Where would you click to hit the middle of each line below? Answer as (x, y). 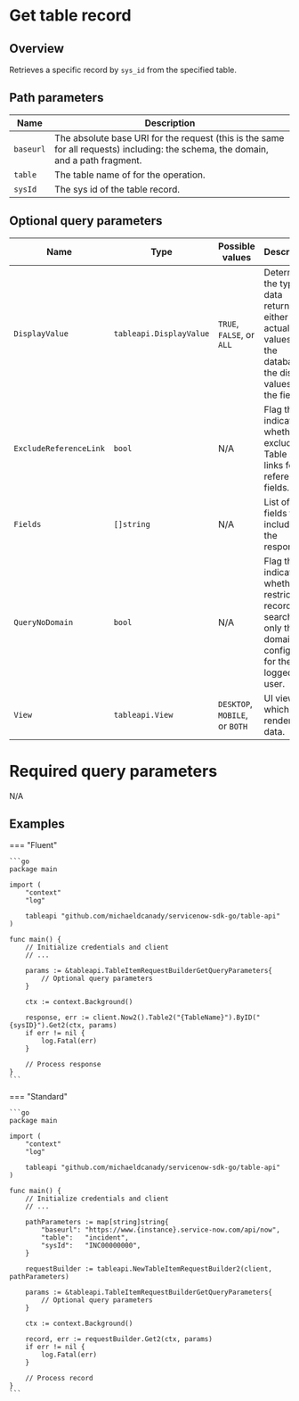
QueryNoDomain (44, 622)
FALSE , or (236, 334)
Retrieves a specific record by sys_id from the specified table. (123, 70)
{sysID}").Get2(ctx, (48, 1026)
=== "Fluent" (33, 845)
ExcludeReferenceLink (59, 448)
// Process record (59, 1379)
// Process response (63, 1065)
